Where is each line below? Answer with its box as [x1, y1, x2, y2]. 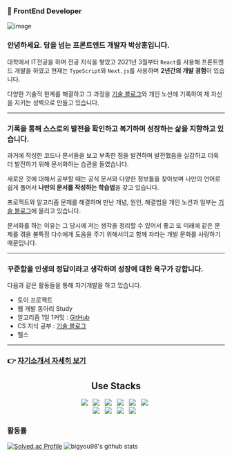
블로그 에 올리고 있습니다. [14, 206, 81, 215]
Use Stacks [90, 380, 142, 392]
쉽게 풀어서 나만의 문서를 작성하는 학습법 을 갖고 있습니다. [7, 183, 159, 191]
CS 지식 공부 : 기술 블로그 [17, 322, 86, 330]
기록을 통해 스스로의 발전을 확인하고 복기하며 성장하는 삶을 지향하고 [7, 124, 216, 134]
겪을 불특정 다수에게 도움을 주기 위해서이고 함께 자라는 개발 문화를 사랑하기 [19, 230, 221, 238]
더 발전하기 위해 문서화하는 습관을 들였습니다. [7, 159, 129, 168]
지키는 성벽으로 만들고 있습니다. [14, 98, 99, 107]
